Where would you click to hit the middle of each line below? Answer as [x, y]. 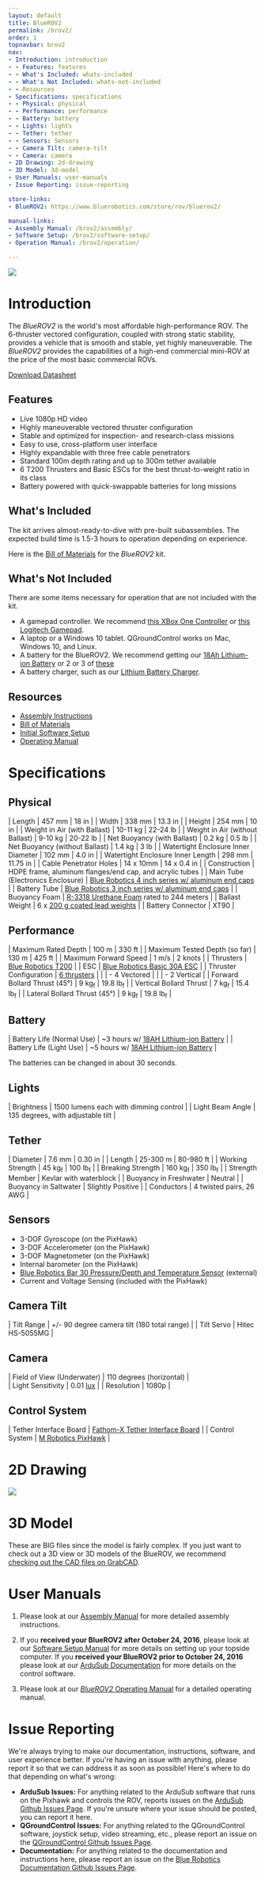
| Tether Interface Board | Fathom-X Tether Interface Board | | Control [121, 1429]
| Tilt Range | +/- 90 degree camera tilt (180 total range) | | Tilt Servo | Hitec [131, 1325]
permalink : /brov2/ [40, 30]
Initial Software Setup [55, 733]
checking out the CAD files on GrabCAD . [74, 1562]
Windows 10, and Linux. [58, 647]
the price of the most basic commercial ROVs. [83, 359]
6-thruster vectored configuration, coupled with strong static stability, [122, 334]
